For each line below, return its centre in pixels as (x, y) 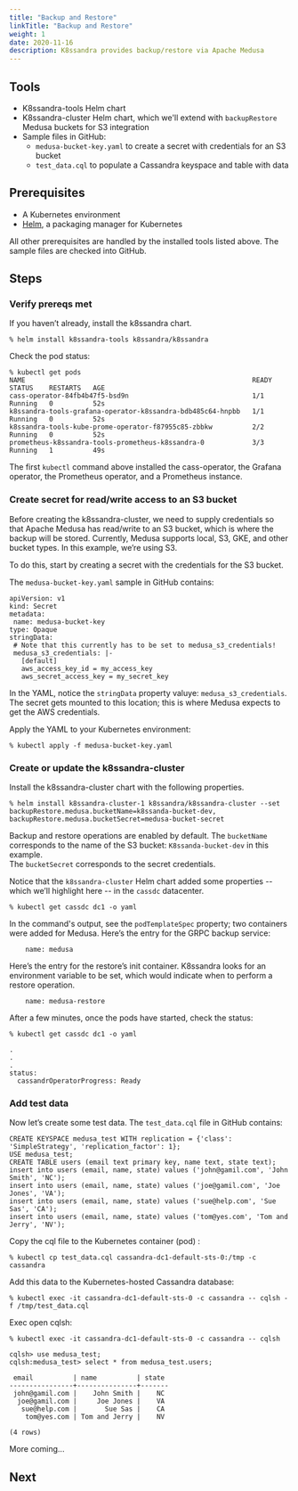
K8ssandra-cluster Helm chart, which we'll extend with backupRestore (149, 118)
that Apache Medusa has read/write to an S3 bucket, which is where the (141, 528)
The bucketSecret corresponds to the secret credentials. (113, 864)
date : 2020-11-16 (41, 42)
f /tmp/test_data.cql (49, 1307)
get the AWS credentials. (55, 712)
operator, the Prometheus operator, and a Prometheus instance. (126, 477)
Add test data (39, 1103)
